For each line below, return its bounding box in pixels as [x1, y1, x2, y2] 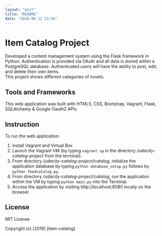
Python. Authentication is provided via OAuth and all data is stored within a [5, 58, 155, 64]
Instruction [5, 120, 39, 128]
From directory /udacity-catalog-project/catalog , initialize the [12, 158, 136, 163]
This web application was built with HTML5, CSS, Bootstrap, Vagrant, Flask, [5, 101, 157, 107]
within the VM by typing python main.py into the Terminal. [12, 179, 128, 184]
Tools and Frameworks [5, 88, 76, 96]
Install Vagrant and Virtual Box [12, 142, 73, 148]
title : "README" [5, 12, 38, 17]
